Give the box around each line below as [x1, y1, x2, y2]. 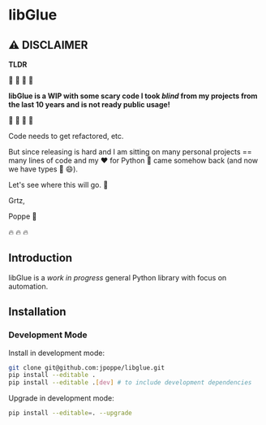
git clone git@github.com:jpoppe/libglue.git [8, 363, 165, 371]
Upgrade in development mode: [8, 393, 115, 403]
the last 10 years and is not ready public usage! [8, 100, 170, 109]
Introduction [8, 251, 73, 265]
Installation [8, 305, 66, 319]
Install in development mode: [8, 348, 105, 358]
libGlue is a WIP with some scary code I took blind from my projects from [8, 91, 258, 101]
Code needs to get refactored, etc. [8, 132, 124, 141]
